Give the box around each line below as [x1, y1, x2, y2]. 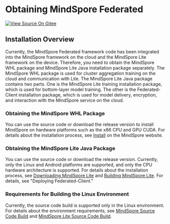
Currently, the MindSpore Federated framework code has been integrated [5, 48, 159, 54]
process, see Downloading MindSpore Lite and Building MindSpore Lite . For [5, 173, 163, 179]
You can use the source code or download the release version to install [5, 121, 154, 127]
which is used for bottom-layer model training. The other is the [5, 86, 136, 92]
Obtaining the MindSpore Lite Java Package [5, 145, 116, 152]
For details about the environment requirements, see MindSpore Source [5, 207, 155, 214]
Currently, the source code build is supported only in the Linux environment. [5, 202, 165, 208]
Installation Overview [5, 35, 75, 44]
